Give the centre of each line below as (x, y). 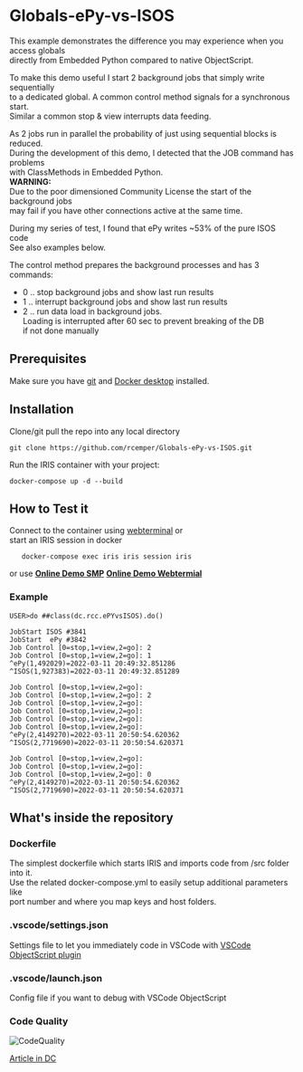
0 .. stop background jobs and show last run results (118, 292)
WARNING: (30, 181)
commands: (32, 274)
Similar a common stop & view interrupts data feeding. (110, 116)
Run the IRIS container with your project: (85, 464)
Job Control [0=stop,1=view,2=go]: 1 (80, 656)
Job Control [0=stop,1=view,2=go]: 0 (80, 774)
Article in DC (33, 1058)
